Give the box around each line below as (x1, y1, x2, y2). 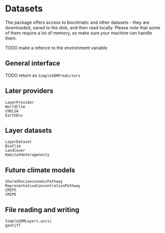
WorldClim (5, 104, 26, 109)
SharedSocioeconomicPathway (5, 179, 63, 184)
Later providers (5, 87, 53, 95)
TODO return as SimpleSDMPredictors (5, 72, 81, 78)
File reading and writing (5, 205, 80, 214)
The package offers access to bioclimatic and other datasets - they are (5, 19, 150, 25)
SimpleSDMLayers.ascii (5, 219, 52, 224)
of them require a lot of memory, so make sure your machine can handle (5, 30, 152, 36)
